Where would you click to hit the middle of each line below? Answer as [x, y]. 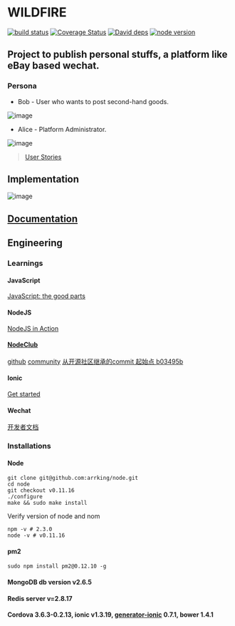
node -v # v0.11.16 [36, 535]
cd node [19, 484]
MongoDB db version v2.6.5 [50, 583]
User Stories [43, 157]
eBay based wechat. [53, 66]
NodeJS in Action [33, 328]
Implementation [43, 179]
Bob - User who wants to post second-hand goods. [93, 101]
